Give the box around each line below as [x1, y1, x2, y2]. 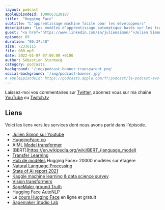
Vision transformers [12, 178, 53, 184]
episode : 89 [5, 35, 29, 40]
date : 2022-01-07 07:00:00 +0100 [5, 53, 74, 58]
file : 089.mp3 [5, 48, 34, 53]
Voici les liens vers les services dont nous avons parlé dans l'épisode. [5, 121, 146, 128]
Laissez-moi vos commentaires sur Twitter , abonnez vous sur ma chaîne [5, 89, 152, 95]
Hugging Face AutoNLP [12, 189, 60, 195]
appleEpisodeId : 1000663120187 [5, 12, 69, 17]
